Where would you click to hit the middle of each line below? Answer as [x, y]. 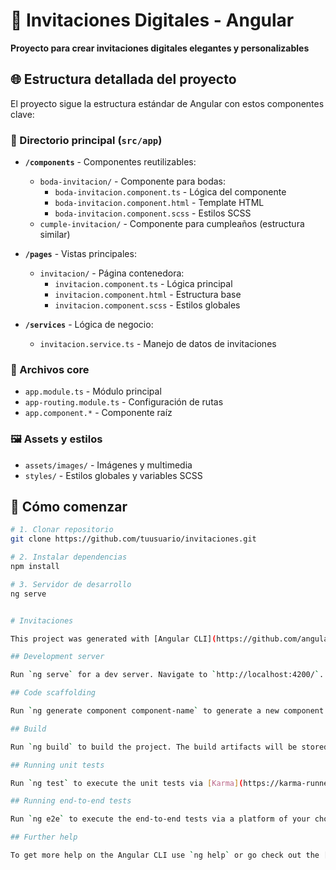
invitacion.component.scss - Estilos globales [147, 305]
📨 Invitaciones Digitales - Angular [152, 20]
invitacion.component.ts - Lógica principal [143, 284]
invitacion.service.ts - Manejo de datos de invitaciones [158, 344]
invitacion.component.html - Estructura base [148, 295]
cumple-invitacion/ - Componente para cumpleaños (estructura [172, 224]
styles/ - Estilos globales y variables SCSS [113, 475]
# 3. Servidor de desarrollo [71, 584]
